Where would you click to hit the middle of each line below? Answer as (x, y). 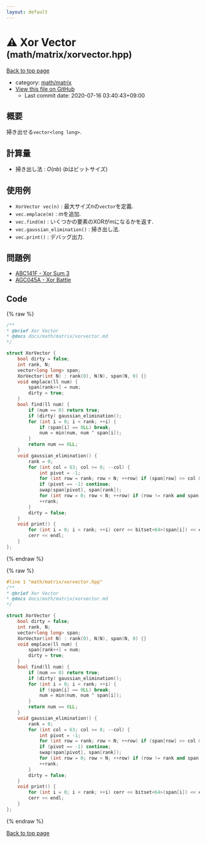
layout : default (27, 12)
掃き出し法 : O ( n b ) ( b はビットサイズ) (61, 169)
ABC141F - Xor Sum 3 (42, 273)
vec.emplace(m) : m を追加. (48, 214)
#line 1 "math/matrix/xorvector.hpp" (55, 582)
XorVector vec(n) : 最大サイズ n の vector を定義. (74, 206)
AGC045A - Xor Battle (43, 280)
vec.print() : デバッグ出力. (50, 237)
